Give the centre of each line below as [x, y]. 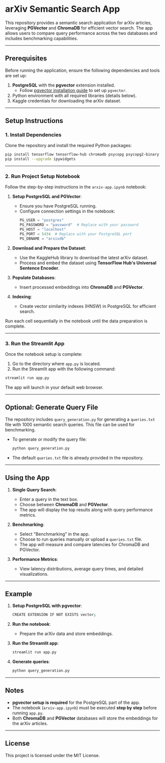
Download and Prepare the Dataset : [49, 248]
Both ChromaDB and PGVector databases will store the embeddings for [85, 718]
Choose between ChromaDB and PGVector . [64, 504]
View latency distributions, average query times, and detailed [81, 569]
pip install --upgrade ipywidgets [41, 159]
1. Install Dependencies [33, 135]
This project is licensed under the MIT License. [53, 755]
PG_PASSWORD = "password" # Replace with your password [79, 225]
